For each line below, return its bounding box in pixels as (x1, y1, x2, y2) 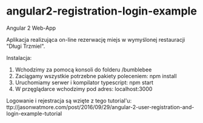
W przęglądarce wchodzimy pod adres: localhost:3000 (15, 85, 153, 92)
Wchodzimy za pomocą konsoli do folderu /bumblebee (15, 65, 152, 73)
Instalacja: (6, 54, 32, 61)
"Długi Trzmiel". (6, 42, 45, 50)
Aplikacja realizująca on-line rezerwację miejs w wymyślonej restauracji (6, 36, 185, 43)
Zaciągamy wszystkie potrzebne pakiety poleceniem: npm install (15, 72, 177, 79)
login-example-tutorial (6, 110, 62, 117)
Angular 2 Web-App (6, 24, 56, 32)
